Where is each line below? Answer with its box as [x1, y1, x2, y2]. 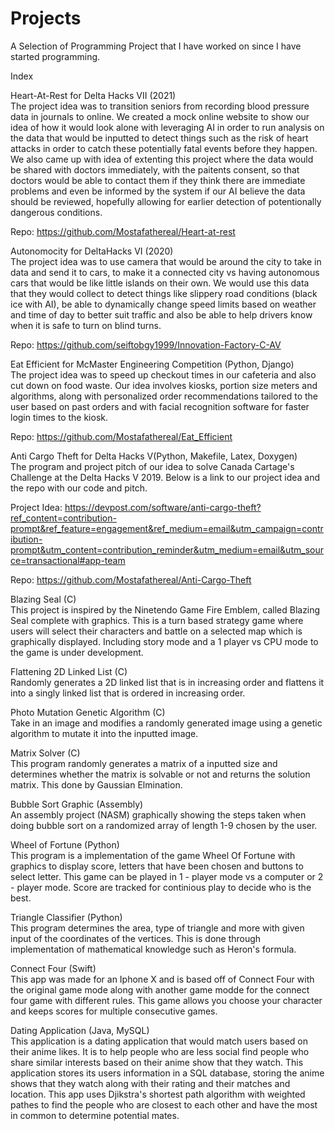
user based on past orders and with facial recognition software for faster [10, 400, 310, 412]
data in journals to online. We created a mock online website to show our [10, 110, 310, 122]
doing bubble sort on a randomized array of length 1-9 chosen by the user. [10, 819, 318, 831]
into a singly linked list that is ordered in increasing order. [10, 687, 246, 699]
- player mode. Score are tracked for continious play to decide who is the [10, 881, 312, 893]
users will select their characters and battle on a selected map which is [10, 625, 303, 637]
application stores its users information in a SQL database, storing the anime [10, 1067, 325, 1079]
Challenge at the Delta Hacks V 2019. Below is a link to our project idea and [10, 471, 321, 483]
